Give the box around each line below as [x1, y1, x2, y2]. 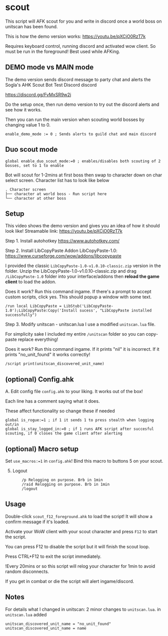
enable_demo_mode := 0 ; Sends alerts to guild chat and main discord [5, 132, 156, 137]
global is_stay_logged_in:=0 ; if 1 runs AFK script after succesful [5, 426, 154, 432]
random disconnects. [5, 568, 49, 575]
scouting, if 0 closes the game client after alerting [5, 431, 123, 436]
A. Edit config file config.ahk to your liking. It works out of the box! [5, 389, 143, 395]
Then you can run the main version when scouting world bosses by [5, 116, 145, 122]
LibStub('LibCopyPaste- [63, 304, 114, 309]
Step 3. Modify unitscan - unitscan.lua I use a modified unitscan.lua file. [5, 322, 156, 328]
